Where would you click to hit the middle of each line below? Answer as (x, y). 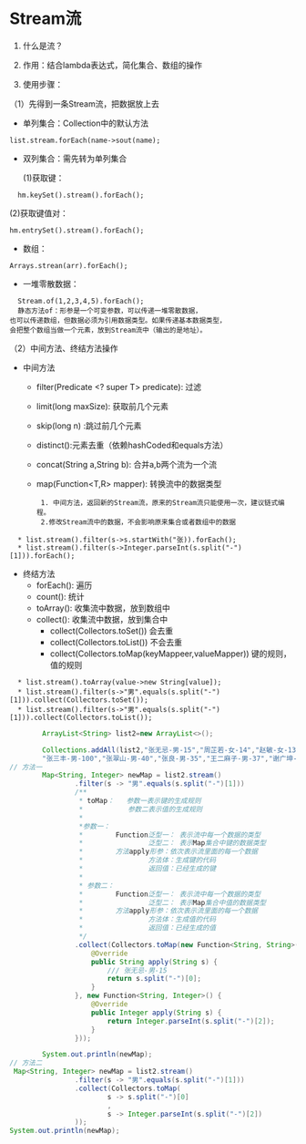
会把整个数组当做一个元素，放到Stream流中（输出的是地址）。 (108, 330)
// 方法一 (26, 767)
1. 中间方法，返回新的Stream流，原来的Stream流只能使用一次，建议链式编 (163, 502)
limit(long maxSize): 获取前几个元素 (102, 406)
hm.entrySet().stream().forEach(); (77, 230)
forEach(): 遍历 (64, 585)
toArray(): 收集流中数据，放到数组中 (103, 608)
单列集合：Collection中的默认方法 (85, 123)
